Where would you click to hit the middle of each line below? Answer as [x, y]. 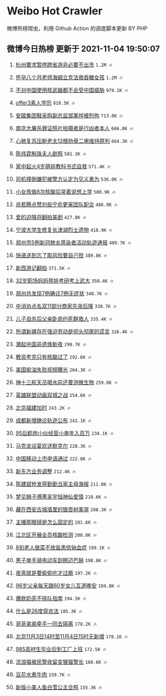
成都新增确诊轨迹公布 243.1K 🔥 [53, 420]
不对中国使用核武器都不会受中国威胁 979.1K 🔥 [72, 90]
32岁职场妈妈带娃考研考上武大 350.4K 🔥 [64, 280]
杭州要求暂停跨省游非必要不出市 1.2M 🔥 [64, 65]
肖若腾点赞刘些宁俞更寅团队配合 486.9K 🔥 [67, 204]
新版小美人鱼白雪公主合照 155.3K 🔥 [59, 687]
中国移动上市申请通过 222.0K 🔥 [53, 458]
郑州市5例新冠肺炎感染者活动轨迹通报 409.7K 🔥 [73, 242]
